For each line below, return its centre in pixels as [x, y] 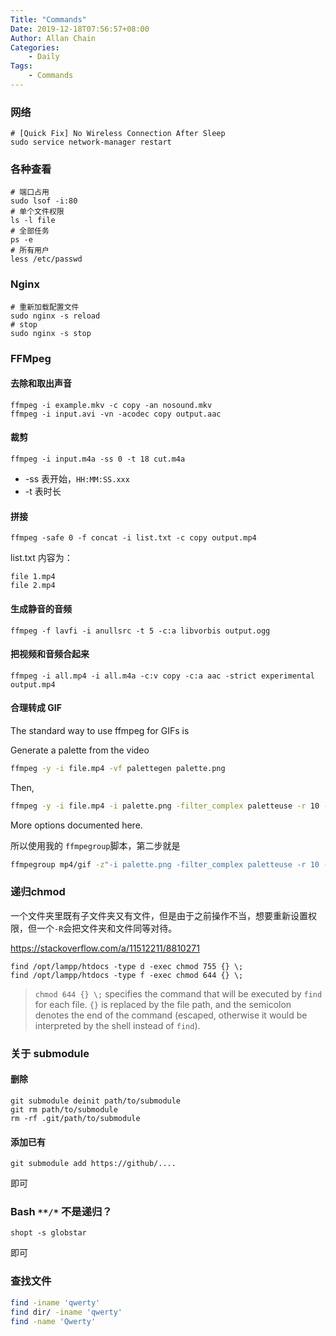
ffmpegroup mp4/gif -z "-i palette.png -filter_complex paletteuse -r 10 [165, 864]
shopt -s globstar [48, 1233]
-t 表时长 [43, 492]
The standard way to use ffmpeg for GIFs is [100, 730]
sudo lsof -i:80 [44, 201]
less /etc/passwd [46, 259]
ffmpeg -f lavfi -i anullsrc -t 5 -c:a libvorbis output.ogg [140, 631]
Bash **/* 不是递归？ [61, 1212]
